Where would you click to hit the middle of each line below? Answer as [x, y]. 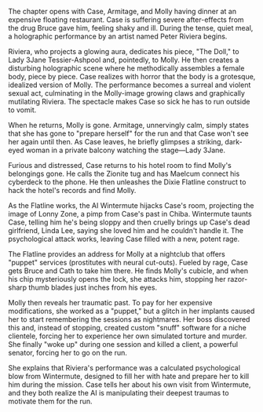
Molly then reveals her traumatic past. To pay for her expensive [111, 303]
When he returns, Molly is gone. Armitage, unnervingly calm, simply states [129, 125]
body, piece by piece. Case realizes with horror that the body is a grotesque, [132, 77]
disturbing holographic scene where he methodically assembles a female [126, 68]
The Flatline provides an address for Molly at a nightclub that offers [117, 254]
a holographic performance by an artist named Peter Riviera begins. [118, 36]
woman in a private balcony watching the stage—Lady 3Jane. [126, 150]
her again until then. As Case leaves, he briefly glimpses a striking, [116, 142]
